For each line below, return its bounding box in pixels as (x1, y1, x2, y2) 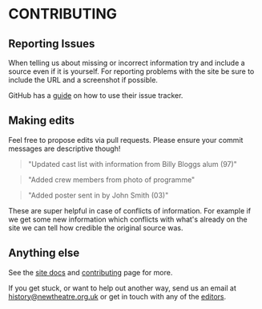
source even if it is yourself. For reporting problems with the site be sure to (8, 67, 255, 76)
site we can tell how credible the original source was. (8, 222, 183, 233)
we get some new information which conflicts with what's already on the (8, 214, 248, 224)
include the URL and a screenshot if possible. (8, 75, 159, 84)
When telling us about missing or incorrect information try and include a (8, 58, 246, 67)
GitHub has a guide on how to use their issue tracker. (8, 91, 183, 100)
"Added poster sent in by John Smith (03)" (27, 190, 169, 200)
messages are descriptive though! (8, 144, 121, 153)
